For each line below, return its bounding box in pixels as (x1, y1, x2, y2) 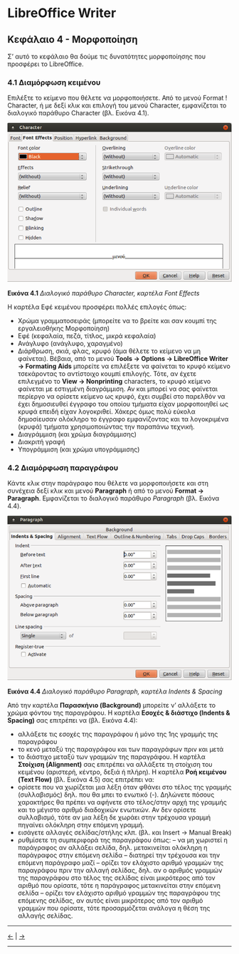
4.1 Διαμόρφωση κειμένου (7, 77, 101, 87)
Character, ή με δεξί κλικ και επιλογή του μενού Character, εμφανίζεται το (7, 101, 227, 110)
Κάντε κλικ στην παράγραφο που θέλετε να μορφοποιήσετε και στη (7, 479, 208, 488)
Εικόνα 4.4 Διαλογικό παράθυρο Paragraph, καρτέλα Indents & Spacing (7, 687, 223, 696)
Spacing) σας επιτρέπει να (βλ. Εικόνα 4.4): (7, 715, 138, 724)
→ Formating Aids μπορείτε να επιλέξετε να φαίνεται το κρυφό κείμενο (17, 362, 231, 370)
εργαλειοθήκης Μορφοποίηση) (17, 324, 110, 332)
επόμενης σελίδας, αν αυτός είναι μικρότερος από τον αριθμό (17, 896, 203, 905)
